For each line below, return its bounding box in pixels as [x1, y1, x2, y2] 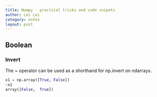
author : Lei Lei [5, 12, 40, 17]
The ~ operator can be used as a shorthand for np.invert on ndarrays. [5, 67, 152, 74]
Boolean [5, 40, 32, 49]
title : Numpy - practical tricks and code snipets [5, 7, 116, 13]
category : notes [5, 17, 40, 22]
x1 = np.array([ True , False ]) [5, 77, 70, 82]
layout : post [5, 21, 33, 27]
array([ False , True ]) [5, 87, 54, 92]
